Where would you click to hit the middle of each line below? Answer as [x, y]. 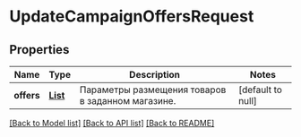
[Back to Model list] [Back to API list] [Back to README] [112, 123]
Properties [39, 50]
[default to [260, 90]
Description [155, 75]
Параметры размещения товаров [153, 90]
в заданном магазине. [128, 101]
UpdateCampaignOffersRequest [132, 17]
